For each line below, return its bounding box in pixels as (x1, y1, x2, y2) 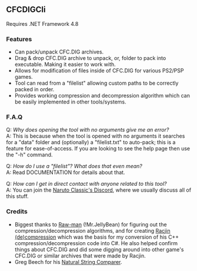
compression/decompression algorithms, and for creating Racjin (14, 227, 171, 234)
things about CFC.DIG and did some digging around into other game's (14, 246, 184, 253)
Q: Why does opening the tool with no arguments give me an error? (6, 126, 169, 133)
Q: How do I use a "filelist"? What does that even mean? (6, 163, 142, 170)
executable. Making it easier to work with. (14, 61, 116, 68)
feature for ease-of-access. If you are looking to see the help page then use (6, 145, 191, 152)
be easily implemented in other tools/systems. (14, 98, 126, 105)
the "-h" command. (6, 151, 53, 158)
